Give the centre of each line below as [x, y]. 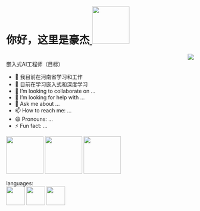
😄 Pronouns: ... [34, 119]
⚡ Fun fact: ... [31, 126]
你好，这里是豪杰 [48, 40]
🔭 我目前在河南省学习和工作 [49, 77]
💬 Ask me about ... [37, 103]
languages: [20, 183]
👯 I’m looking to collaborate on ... [55, 91]
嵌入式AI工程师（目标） [35, 64]
